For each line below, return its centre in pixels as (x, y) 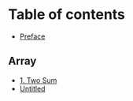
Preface (32, 36)
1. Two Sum (38, 80)
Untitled (32, 88)
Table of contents (67, 15)
